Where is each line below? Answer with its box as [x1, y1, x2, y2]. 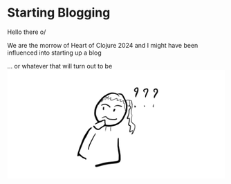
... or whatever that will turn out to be [7, 62, 113, 70]
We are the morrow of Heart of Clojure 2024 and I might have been [7, 41, 198, 49]
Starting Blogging [7, 5, 111, 21]
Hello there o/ [7, 28, 46, 36]
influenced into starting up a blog [7, 48, 102, 57]
